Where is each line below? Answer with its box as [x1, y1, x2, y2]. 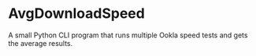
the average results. [8, 38, 73, 47]
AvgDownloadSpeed [8, 5, 146, 23]
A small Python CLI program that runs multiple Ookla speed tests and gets [8, 30, 248, 40]
